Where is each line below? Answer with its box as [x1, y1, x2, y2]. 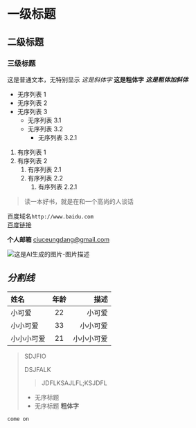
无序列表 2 [17, 98, 48, 107]
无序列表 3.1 [27, 115, 62, 124]
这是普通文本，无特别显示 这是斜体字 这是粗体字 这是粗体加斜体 [7, 75, 188, 84]
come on [7, 416, 30, 422]
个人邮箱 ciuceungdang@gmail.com [7, 235, 109, 243]
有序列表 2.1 [27, 165, 62, 174]
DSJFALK [24, 365, 51, 373]
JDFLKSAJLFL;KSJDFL [41, 378, 107, 387]
